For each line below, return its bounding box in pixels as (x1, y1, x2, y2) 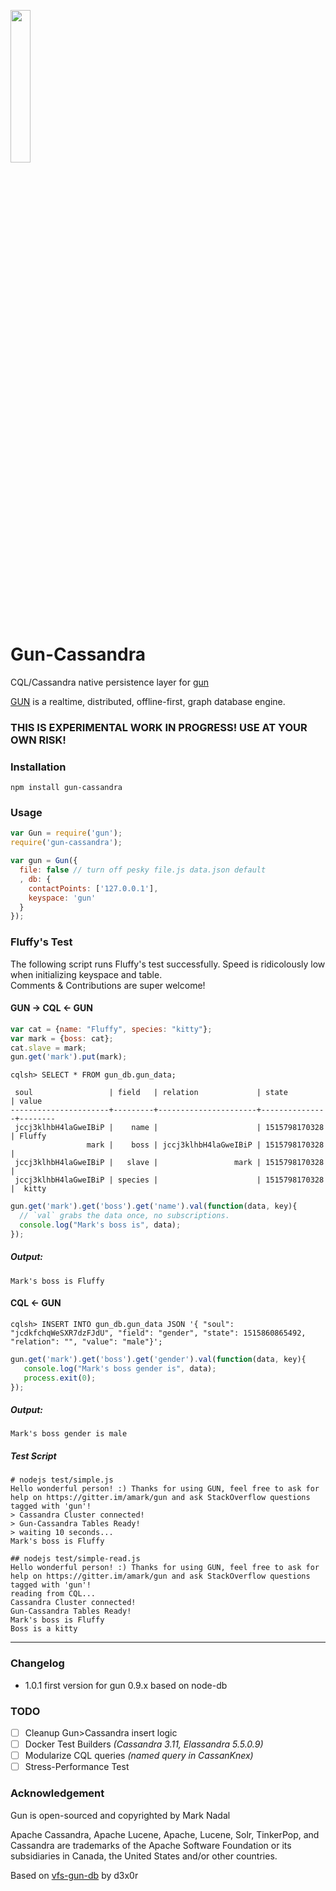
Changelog (10, 1656, 65, 1670)
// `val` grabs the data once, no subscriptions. (19, 1211, 230, 1221)
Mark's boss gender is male (10, 1429, 128, 1439)
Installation (10, 760, 67, 774)
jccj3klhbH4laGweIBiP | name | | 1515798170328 (14, 1123, 325, 1133)
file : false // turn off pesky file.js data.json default (19, 865, 267, 875)
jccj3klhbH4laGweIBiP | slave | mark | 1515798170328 (14, 1158, 325, 1168)
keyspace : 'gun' (28, 893, 97, 903)
